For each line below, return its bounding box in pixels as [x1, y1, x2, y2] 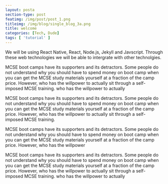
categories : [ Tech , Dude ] [5, 31, 59, 36]
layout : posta [5, 7, 35, 13]
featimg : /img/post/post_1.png [5, 17, 71, 22]
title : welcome [5, 26, 37, 31]
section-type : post [5, 12, 46, 17]
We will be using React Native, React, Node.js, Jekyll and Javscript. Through [5, 49, 163, 55]
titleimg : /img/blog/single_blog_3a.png [5, 21, 91, 27]
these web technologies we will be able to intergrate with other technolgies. [5, 54, 161, 60]
